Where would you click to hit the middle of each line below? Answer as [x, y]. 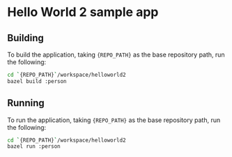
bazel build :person [37, 81]
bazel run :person [34, 147]
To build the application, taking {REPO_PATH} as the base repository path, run [116, 54]
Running [26, 103]
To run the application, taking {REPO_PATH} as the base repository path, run [114, 120]
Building [25, 38]
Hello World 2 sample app [83, 12]
